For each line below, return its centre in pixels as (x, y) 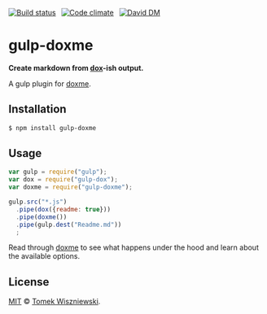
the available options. (44, 256)
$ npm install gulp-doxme (52, 128)
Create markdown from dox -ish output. (76, 68)
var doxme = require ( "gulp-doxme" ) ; (70, 187)
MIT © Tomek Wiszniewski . (55, 302)
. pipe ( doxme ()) (42, 217)
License (29, 282)
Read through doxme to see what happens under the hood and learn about (133, 247)
